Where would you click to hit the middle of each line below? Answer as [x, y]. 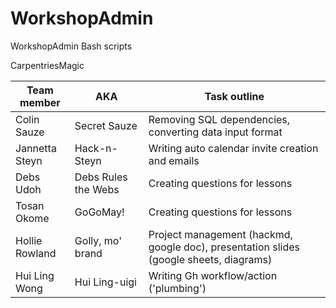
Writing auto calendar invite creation [233, 148]
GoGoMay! [99, 212]
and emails [174, 160]
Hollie [29, 240]
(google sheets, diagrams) [210, 259]
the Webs [97, 189]
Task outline [234, 96]
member [40, 102]
